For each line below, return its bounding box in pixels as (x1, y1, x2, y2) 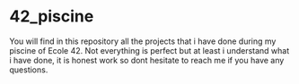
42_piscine (9, 6, 94, 27)
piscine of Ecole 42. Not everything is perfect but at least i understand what (9, 45, 290, 55)
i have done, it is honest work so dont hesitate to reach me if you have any (9, 55, 285, 65)
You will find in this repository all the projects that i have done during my (9, 36, 277, 46)
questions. (9, 64, 48, 75)
